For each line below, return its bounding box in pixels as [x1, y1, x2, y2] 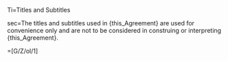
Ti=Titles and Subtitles [7, 6, 71, 14]
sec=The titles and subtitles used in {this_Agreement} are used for [7, 19, 194, 27]
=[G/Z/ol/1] [7, 47, 38, 55]
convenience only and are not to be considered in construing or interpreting [7, 27, 222, 34]
